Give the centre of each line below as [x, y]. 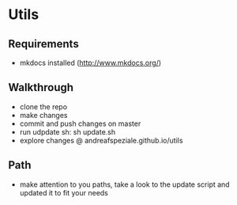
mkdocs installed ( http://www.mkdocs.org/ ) [90, 63]
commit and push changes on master [80, 123]
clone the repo [43, 106]
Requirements [43, 44]
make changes [43, 115]
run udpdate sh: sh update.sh [68, 131]
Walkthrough [41, 87]
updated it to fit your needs [64, 192]
